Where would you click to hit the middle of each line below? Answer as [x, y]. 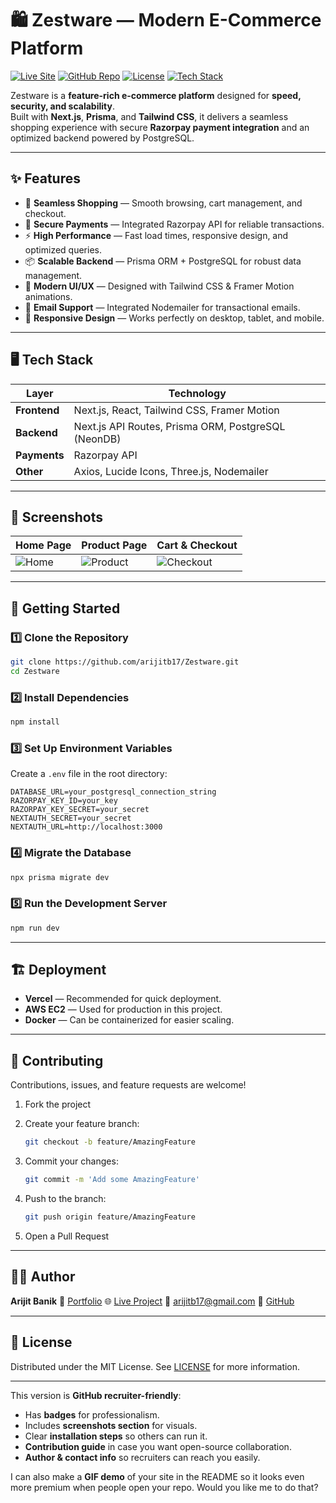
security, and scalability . [62, 106]
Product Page [114, 545]
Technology [197, 393]
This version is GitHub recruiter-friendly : [96, 1395]
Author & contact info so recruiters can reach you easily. [142, 1457]
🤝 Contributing [57, 1060]
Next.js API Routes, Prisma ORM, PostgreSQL [179, 426]
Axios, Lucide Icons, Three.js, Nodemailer [171, 471]
